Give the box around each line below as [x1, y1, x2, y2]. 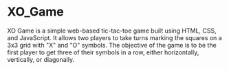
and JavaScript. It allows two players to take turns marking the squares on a [7, 33, 222, 41]
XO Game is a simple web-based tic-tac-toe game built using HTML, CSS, [7, 27, 217, 35]
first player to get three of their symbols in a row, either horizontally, [7, 48, 199, 56]
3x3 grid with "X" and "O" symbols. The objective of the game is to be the [7, 41, 217, 49]
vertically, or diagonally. [7, 55, 74, 63]
